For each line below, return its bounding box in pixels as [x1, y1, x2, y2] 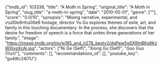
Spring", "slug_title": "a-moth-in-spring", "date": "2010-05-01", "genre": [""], [5, 9, 157, 15]
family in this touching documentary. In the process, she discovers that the [5, 25, 154, 31]
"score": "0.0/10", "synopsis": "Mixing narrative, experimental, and [5, 15, 138, 20]
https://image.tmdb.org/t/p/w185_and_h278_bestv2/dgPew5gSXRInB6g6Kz [7, 40, 158, 46]
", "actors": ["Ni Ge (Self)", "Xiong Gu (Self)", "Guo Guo [34, 46, 144, 51]
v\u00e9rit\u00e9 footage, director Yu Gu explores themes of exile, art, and [5, 19, 156, 25]
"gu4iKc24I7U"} [5, 56, 37, 61]
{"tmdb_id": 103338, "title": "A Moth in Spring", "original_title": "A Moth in [5, 4, 150, 10]
